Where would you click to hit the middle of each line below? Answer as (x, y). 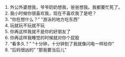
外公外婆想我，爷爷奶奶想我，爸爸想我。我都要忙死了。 (66, 7)
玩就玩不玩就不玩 (27, 25)
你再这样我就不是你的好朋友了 (40, 31)
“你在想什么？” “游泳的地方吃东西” (45, 19)
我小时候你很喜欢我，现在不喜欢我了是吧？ (53, 13)
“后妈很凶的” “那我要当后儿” (38, 50)
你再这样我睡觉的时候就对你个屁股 (44, 38)
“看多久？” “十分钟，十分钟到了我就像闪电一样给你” (62, 44)
